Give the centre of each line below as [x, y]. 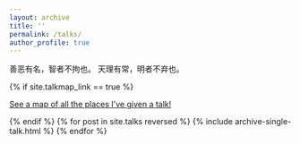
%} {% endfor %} [75, 131]
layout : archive [39, 17]
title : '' [28, 26]
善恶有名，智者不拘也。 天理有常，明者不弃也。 [97, 69]
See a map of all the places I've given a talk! [90, 105]
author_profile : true [50, 42]
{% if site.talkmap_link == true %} [72, 87]
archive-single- [263, 122]
